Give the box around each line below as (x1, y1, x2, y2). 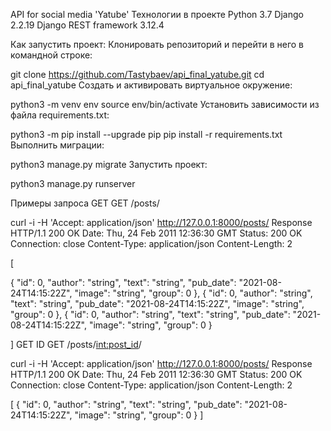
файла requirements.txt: (10, 109, 110, 121)
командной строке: (10, 49, 93, 61)
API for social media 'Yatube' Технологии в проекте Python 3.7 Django (10, 9, 304, 20)
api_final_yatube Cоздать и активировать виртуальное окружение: (10, 79, 293, 91)
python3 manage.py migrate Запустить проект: (10, 159, 208, 170)
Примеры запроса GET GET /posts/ (10, 197, 160, 209)
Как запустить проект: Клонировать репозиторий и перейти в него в (10, 39, 304, 50)
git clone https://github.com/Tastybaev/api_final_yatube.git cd (10, 69, 265, 80)
